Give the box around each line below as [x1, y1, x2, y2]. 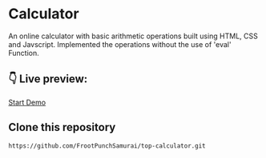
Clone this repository [8, 120, 116, 134]
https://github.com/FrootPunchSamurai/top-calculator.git [8, 141, 206, 150]
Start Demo [8, 97, 46, 107]
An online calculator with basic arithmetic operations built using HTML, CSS [8, 31, 259, 41]
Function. [8, 48, 40, 57]
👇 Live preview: [8, 73, 88, 86]
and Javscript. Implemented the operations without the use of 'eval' [8, 39, 232, 49]
